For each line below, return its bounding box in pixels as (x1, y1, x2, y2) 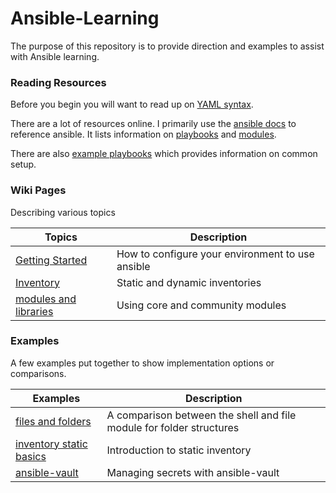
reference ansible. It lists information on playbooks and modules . (10, 128, 277, 141)
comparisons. (10, 367, 67, 379)
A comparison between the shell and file (106, 408, 297, 422)
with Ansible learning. (10, 50, 100, 62)
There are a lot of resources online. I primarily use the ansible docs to (10, 118, 297, 130)
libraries (15, 304, 54, 318)
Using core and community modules (116, 298, 287, 312)
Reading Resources (10, 75, 107, 89)
